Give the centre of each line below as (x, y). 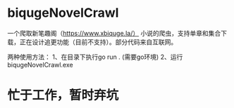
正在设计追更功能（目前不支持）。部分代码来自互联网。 (98, 42)
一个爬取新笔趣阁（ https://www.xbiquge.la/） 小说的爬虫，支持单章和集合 (114, 33)
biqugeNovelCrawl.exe (40, 65)
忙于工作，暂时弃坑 (63, 95)
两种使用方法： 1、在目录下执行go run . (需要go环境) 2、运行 (95, 57)
